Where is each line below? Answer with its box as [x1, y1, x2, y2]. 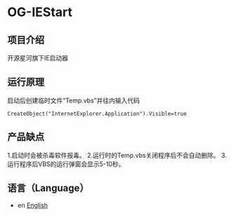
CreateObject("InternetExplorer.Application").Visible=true [7, 110, 188, 117]
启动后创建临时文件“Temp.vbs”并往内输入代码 [7, 96, 141, 104]
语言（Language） [7, 182, 89, 194]
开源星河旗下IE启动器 [7, 54, 69, 62]
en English [17, 201, 48, 210]
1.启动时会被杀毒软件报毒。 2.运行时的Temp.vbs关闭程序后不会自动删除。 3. [7, 151, 227, 159]
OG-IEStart [7, 4, 72, 20]
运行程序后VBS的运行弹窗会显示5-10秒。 [7, 159, 125, 168]
